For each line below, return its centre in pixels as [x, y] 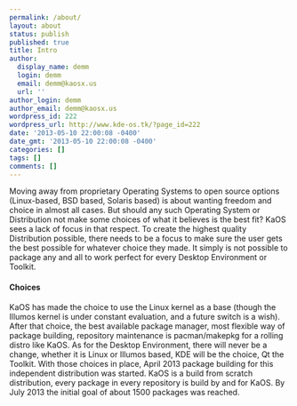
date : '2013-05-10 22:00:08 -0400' [75, 133]
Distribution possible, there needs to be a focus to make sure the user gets [146, 239]
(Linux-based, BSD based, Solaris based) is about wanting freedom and [140, 201]
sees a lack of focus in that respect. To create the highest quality [128, 229]
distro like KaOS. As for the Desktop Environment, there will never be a [138, 345]
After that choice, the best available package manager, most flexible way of [147, 326]
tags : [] [25, 158]
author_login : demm [45, 100]
